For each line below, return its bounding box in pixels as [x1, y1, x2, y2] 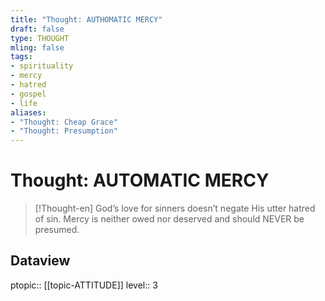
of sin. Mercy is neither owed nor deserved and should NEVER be [34, 213, 305, 225]
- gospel [10, 89, 47, 99]
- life [10, 98, 38, 108]
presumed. [34, 224, 80, 236]
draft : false [10, 24, 65, 34]
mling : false [10, 42, 65, 53]
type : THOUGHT [10, 33, 70, 43]
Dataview [10, 252, 71, 270]
